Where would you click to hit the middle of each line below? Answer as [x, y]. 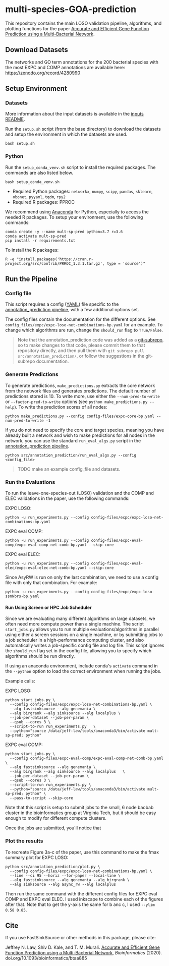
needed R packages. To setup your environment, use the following [74, 217]
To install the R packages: [32, 250]
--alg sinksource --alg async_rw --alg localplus [63, 884]
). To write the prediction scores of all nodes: [61, 407]
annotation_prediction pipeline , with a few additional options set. [72, 310]
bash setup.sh [20, 144]
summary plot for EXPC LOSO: [37, 857]
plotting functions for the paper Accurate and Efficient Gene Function [77, 28]
